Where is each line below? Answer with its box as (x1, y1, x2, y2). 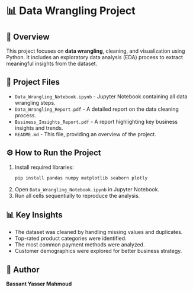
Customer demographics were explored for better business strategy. (14, 248, 182, 255)
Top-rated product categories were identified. (14, 235, 127, 242)
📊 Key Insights (6, 210, 63, 220)
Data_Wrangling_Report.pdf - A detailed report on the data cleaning (14, 105, 179, 113)
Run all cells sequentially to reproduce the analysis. (14, 192, 140, 199)
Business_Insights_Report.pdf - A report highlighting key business (14, 118, 178, 125)
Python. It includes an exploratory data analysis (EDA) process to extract (6, 54, 184, 60)
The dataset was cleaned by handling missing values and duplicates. (14, 229, 183, 236)
